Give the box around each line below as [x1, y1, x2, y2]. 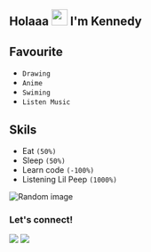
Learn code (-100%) [21, 165, 95, 175]
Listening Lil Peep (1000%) [21, 175, 118, 185]
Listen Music [21, 98, 71, 107]
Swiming [21, 88, 51, 98]
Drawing [21, 69, 51, 78]
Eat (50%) [21, 146, 57, 157]
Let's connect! [9, 213, 74, 225]
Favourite [9, 44, 64, 59]
